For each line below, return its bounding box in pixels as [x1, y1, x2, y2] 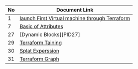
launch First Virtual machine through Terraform [20, 15, 130, 21]
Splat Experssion [20, 47, 59, 54]
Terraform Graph [20, 55, 59, 62]
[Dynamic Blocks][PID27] [20, 31, 80, 38]
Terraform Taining [20, 39, 62, 46]
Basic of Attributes [20, 23, 64, 29]
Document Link [56, 6, 94, 13]
